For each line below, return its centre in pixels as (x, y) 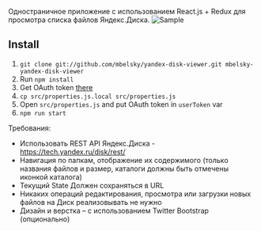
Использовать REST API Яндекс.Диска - (87, 143)
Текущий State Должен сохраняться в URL (92, 185)
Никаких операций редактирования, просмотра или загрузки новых (135, 194)
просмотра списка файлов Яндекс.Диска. (79, 20)
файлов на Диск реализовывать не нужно (91, 202)
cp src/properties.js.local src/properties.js (98, 97)
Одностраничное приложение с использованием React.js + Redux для (127, 11)
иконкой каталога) (51, 176)
